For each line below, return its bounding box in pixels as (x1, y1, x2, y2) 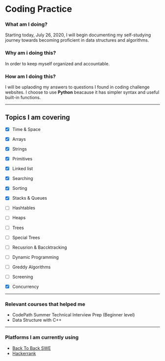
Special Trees (12, 234, 40, 240)
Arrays (12, 136, 26, 142)
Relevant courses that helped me (5, 301, 85, 308)
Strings (12, 146, 27, 152)
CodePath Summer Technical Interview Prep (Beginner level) (12, 312, 135, 318)
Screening (12, 274, 33, 280)
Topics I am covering (5, 113, 70, 122)
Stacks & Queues (12, 195, 48, 201)
